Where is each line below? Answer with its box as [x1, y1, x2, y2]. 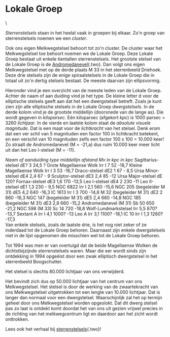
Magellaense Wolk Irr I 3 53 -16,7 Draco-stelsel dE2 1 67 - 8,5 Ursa [5, 167, 145, 174]
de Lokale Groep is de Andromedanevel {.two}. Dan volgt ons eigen [5, 61, 145, 67]
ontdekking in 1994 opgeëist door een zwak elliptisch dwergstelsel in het [5, 253, 157, 259]
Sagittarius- [134, 156, 159, 163]
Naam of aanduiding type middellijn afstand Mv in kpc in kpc [5, 156, 133, 163]
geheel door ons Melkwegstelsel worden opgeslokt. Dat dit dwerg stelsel [5, 300, 157, 306]
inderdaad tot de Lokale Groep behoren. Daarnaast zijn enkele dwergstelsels [5, 227, 165, 233]
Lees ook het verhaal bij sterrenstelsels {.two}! [5, 326, 101, 332]
